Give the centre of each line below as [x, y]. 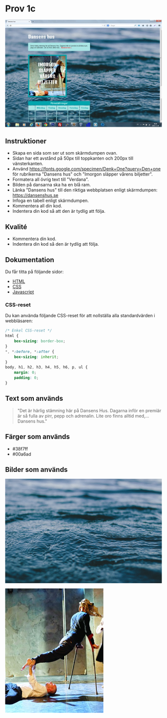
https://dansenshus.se [35, 195]
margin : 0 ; [25, 373]
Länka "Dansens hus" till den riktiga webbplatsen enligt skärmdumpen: [85, 190]
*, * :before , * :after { [30, 352]
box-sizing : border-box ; [40, 341]
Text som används [34, 399]
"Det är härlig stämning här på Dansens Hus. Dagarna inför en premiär [89, 410]
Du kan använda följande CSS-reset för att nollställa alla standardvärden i [80, 316]
